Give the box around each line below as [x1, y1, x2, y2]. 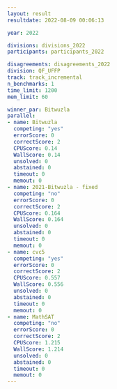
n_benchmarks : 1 [7, 80, 54, 87]
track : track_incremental [7, 74, 82, 81]
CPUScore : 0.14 [13, 144, 58, 152]
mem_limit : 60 [7, 93, 49, 100]
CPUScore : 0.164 [13, 210, 61, 217]
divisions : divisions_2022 [7, 42, 86, 49]
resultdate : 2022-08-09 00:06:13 [7, 17, 104, 24]
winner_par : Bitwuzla [7, 106, 70, 113]
